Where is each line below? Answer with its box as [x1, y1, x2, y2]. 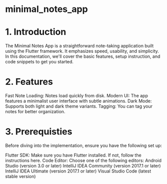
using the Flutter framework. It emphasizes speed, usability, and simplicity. [5, 48, 159, 54]
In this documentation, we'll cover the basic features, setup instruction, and [5, 53, 160, 59]
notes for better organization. [5, 109, 65, 115]
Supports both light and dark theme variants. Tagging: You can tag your [5, 103, 153, 109]
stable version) [5, 174, 36, 179]
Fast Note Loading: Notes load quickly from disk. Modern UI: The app [5, 93, 148, 99]
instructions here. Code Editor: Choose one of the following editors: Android [5, 158, 161, 163]
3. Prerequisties [5, 126, 72, 138]
